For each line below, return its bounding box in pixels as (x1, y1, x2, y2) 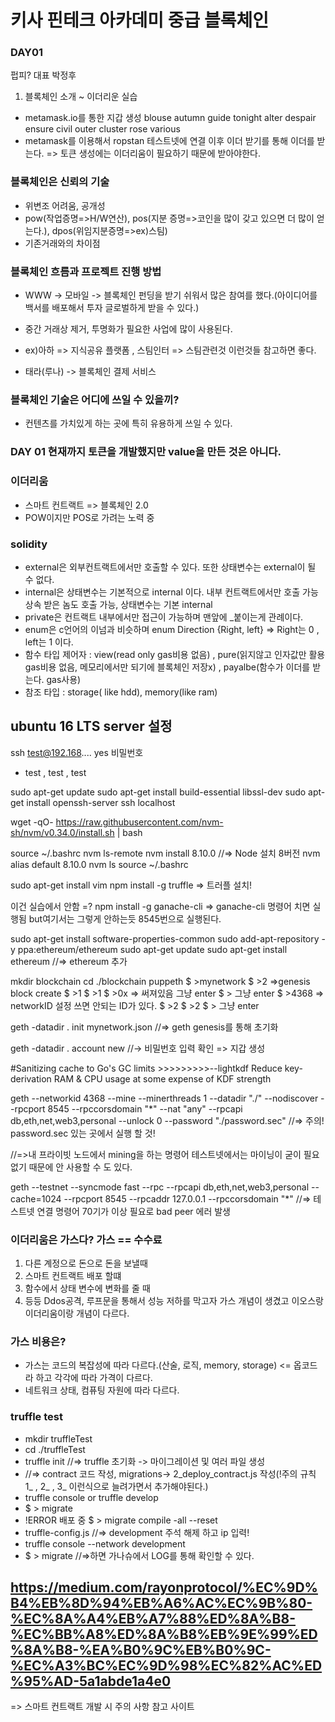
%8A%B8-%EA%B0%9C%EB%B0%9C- (10, 1641, 272, 1658)
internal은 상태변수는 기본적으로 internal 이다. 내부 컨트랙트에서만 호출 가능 (24, 586, 319, 598)
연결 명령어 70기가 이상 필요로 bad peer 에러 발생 (36, 1205, 232, 1217)
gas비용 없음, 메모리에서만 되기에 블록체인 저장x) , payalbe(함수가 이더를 (24, 661, 311, 673)
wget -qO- (10, 816, 54, 828)
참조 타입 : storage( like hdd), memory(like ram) (24, 686, 218, 698)
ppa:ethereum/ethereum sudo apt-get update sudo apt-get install (17, 943, 288, 955)
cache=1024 (10, 1192, 62, 1205)
